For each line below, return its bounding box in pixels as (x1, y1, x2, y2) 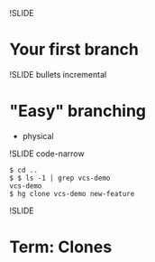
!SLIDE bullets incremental (9, 69, 107, 80)
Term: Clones (9, 237, 113, 257)
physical (22, 130, 54, 141)
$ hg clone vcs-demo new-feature (9, 189, 135, 198)
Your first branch (9, 40, 140, 60)
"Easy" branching (9, 101, 147, 121)
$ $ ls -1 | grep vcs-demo (9, 173, 111, 182)
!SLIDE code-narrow (9, 148, 85, 159)
